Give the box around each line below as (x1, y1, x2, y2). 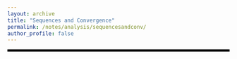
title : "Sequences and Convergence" (7, 17, 115, 24)
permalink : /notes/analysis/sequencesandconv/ (7, 23, 147, 30)
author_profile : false (7, 29, 74, 37)
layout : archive (7, 10, 55, 18)
